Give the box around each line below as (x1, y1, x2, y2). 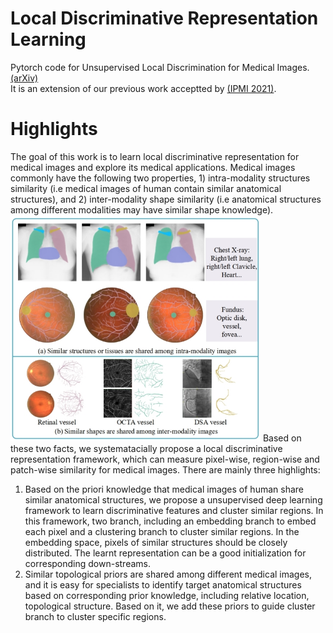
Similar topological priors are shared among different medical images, (24, 568, 313, 580)
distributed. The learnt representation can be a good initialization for (24, 547, 307, 559)
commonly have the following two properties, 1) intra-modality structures (10, 172, 311, 184)
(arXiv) (10, 72, 39, 84)
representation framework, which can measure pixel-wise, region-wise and (10, 453, 320, 465)
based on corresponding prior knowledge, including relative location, (24, 589, 310, 601)
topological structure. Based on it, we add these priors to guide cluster (24, 600, 316, 612)
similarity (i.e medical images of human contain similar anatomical (10, 182, 282, 194)
